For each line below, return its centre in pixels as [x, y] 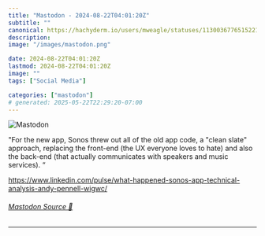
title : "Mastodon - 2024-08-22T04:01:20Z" [79, 15]
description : [30, 37]
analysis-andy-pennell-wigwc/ [58, 189]
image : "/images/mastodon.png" [60, 45]
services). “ [27, 165]
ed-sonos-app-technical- [199, 180]
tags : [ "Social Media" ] [47, 81]
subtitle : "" [30, 23]
